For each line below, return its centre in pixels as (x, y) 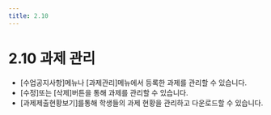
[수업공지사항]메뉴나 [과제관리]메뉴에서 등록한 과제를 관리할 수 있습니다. (133, 83)
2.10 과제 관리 (52, 58)
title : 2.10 (28, 16)
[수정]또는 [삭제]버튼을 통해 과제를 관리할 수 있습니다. (104, 92)
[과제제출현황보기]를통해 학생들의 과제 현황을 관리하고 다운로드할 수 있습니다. (142, 103)
